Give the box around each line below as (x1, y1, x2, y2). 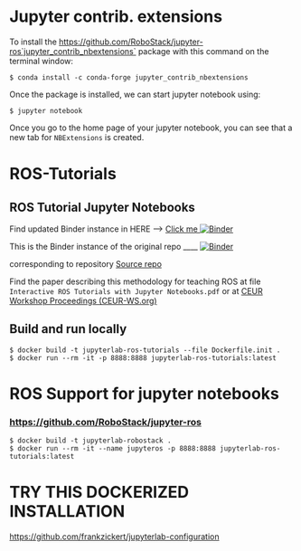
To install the (9, 36, 57, 47)
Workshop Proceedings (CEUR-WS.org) (9, 295, 157, 306)
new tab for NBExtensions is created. (9, 131, 145, 142)
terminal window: (9, 55, 74, 66)
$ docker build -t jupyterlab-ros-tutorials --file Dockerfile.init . (9, 346, 281, 355)
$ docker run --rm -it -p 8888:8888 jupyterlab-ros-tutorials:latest (9, 353, 277, 363)
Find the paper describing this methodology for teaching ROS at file (9, 276, 261, 287)
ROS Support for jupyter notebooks (9, 383, 280, 404)
